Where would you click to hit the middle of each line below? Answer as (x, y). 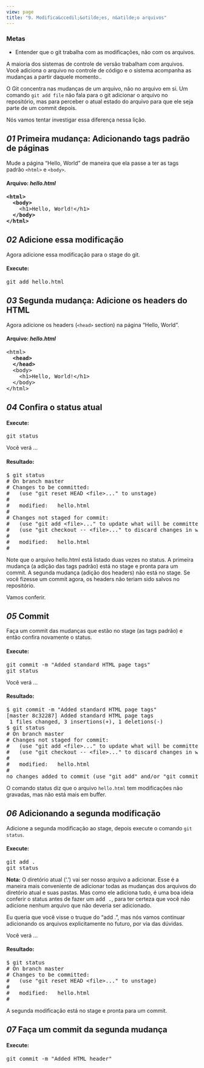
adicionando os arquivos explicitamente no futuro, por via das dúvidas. (95, 923)
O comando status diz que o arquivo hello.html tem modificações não (95, 788)
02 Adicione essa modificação (65, 240)
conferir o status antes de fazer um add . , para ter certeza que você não (98, 899)
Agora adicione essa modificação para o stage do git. (73, 254)
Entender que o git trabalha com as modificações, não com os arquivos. (105, 52)
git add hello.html (35, 281)
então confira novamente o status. (49, 637)
